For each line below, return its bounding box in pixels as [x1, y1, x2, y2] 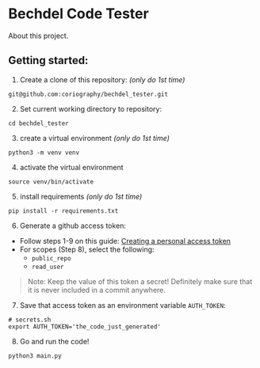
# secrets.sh [8, 316, 52, 324]
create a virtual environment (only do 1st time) [19, 133, 170, 142]
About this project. [8, 31, 69, 40]
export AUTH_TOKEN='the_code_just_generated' [8, 322, 161, 331]
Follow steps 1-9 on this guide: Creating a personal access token [19, 236, 231, 245]
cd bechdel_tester [8, 120, 69, 127]
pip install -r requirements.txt [8, 207, 119, 214]
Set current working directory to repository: [19, 104, 162, 113]
